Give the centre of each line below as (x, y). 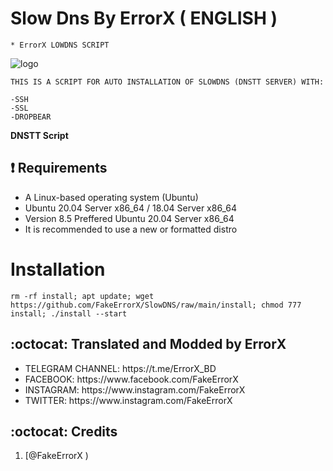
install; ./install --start (69, 313)
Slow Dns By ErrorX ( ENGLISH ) (144, 18)
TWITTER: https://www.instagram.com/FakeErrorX (128, 400)
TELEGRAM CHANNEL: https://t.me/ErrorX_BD (120, 368)
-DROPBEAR (31, 117)
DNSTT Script (39, 135)
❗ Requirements (59, 168)
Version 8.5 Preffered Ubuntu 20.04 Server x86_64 (129, 218)
